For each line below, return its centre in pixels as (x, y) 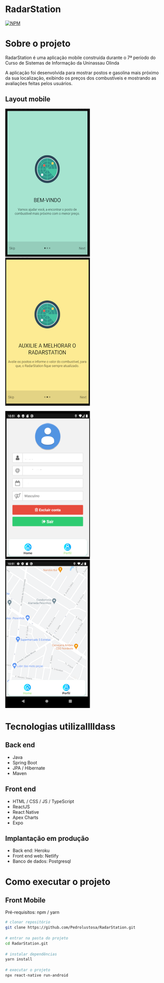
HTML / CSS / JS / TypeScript (43, 801)
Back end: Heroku (31, 850)
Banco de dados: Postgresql (42, 861)
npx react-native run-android (37, 975)
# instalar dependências (31, 954)
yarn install (19, 959)
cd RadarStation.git (27, 943)
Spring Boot (25, 762)
